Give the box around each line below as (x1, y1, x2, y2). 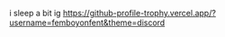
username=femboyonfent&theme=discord (9, 17, 166, 28)
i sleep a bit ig (9, 8, 61, 18)
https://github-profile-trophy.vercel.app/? (62, 8, 216, 18)
